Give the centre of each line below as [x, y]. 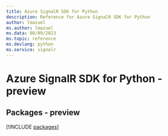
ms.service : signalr [31, 50]
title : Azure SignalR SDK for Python [52, 11]
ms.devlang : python [30, 45]
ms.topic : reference [31, 39]
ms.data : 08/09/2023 [31, 33]
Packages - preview [43, 113]
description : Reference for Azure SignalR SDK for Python [78, 17]
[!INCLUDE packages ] [32, 127]
